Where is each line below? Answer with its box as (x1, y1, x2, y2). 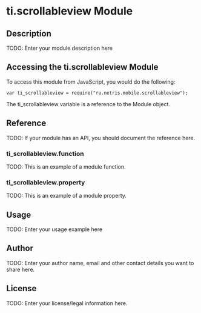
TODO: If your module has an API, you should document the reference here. (6, 134, 196, 141)
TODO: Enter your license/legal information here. (6, 299, 128, 307)
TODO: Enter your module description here (6, 44, 113, 52)
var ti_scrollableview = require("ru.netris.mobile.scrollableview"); (6, 90, 188, 96)
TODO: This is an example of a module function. (6, 163, 126, 170)
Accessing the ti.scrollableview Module (6, 62, 159, 72)
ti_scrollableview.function (6, 149, 84, 158)
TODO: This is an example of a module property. (6, 192, 127, 200)
